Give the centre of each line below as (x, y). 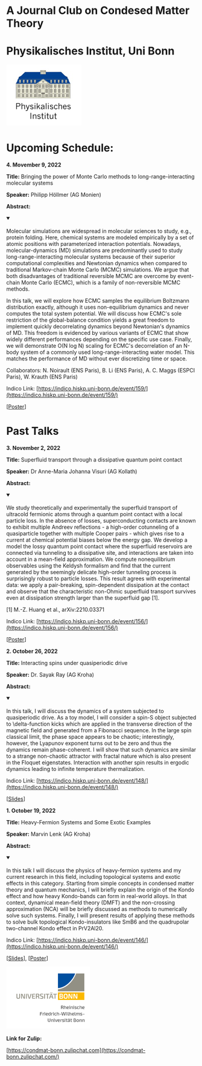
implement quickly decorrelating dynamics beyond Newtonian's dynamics (98, 326)
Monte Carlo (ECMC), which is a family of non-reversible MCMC (101, 283)
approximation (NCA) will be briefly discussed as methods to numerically (97, 909)
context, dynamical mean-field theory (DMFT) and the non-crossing (91, 902)
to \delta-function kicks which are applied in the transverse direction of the (99, 724)
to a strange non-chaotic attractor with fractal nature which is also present (99, 756)
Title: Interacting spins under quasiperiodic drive (67, 663)
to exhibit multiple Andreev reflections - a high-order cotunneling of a (93, 527)
